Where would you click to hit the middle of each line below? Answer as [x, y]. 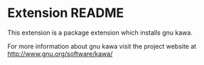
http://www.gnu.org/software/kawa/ [60, 54]
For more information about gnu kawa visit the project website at [102, 46]
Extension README [66, 13]
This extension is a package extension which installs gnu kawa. [100, 32]
